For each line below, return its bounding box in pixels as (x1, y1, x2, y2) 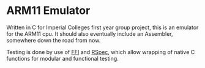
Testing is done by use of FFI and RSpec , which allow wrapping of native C (6, 48, 195, 55)
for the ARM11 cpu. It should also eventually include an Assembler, (6, 30, 173, 37)
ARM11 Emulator (6, 4, 91, 18)
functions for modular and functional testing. (6, 55, 119, 62)
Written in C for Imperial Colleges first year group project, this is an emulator (6, 24, 199, 31)
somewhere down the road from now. (6, 36, 101, 44)
